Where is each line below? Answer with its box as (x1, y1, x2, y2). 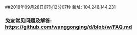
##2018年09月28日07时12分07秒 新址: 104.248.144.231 (5, 4, 116, 10)
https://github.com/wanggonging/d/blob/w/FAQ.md (5, 23, 132, 30)
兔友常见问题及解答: (5, 17, 52, 24)
